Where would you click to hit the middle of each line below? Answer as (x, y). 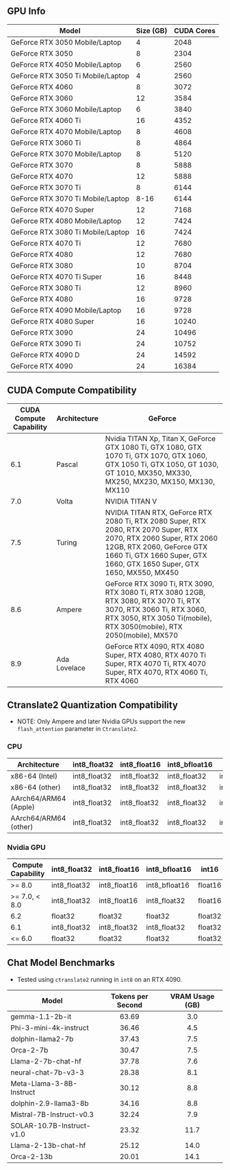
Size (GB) (152, 30)
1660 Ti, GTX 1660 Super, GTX (156, 555)
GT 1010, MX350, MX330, (149, 473)
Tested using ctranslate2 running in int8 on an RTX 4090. (100, 979)
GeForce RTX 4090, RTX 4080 (155, 646)
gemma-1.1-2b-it (41, 1016)
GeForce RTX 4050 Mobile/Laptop (66, 65)
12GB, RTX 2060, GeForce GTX (156, 547)
